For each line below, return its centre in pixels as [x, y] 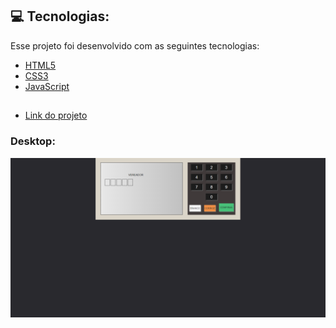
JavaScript [47, 86]
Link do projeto [56, 115]
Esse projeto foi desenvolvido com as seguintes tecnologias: [135, 45]
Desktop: [33, 141]
